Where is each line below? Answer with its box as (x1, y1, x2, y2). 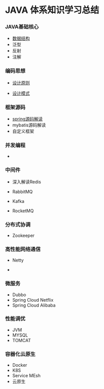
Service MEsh (12, 373, 41, 379)
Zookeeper (12, 233, 35, 238)
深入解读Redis (12, 179, 41, 185)
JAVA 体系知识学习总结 (5, 4, 100, 16)
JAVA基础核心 (5, 23, 39, 30)
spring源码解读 (12, 116, 43, 122)
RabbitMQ (12, 189, 33, 194)
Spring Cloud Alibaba (12, 302, 56, 308)
